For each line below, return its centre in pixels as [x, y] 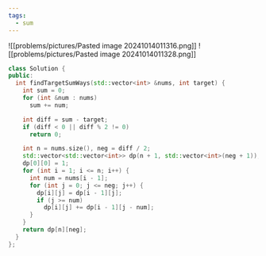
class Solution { [37, 68]
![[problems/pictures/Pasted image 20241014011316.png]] [102, 45]
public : [21, 76]
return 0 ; [45, 134]
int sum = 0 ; [44, 91]
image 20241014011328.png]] [148, 54]
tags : [17, 15]
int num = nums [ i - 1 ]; [69, 178]
